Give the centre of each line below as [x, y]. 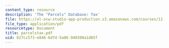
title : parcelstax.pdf [29, 33]
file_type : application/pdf [35, 24]
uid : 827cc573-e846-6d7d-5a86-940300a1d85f [52, 38]
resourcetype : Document [30, 28]
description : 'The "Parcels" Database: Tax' [53, 14]
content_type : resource [30, 10]
